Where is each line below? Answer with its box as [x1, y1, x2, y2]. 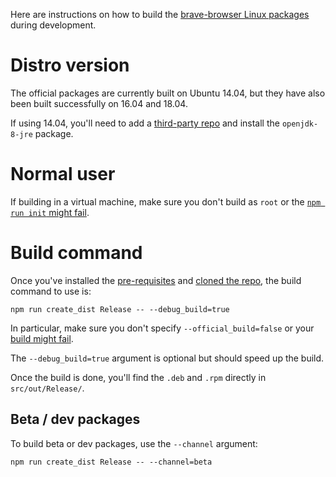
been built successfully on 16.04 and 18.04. [10, 97, 188, 109]
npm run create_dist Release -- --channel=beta [10, 457, 213, 467]
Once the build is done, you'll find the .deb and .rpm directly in [10, 371, 267, 383]
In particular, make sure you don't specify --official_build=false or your [10, 322, 315, 334]
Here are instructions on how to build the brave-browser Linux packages [10, 9, 310, 20]
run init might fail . [10, 206, 90, 218]
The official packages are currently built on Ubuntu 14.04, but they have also [10, 87, 326, 99]
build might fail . [10, 332, 74, 344]
